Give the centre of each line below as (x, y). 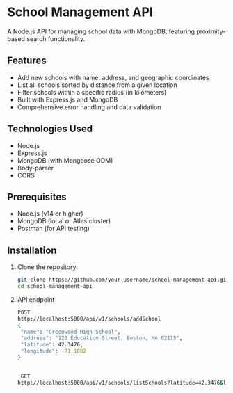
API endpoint (36, 299)
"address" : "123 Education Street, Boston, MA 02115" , (102, 338)
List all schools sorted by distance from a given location (97, 85)
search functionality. (56, 38)
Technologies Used (50, 129)
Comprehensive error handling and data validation (89, 107)
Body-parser (35, 168)
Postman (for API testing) (54, 228)
